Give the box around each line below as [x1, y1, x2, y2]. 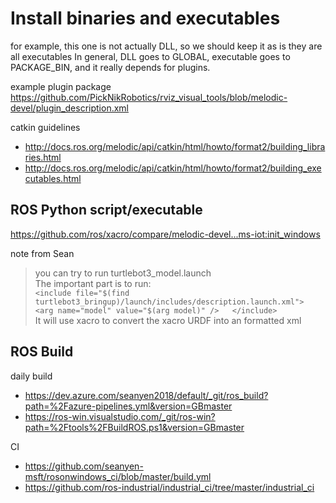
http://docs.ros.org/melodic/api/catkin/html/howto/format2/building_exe [24, 162, 322, 174]
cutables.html [24, 172, 82, 184]
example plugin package [10, 80, 112, 92]
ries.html [24, 151, 62, 163]
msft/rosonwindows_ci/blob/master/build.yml [24, 470, 212, 482]
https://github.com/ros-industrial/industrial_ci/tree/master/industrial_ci [24, 481, 315, 493]
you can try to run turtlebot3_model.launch [34, 267, 212, 279]
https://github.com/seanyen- [24, 460, 144, 472]
